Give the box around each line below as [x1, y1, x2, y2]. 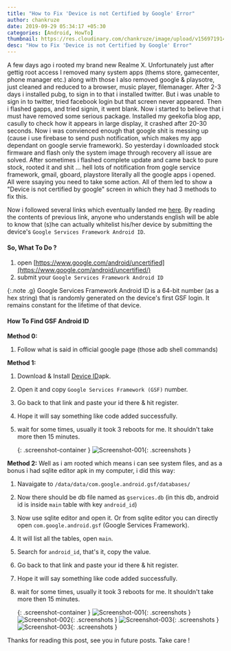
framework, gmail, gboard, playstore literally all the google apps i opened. [7, 170, 216, 179]
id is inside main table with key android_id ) [16, 500, 137, 509]
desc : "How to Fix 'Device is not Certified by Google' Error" [7, 42, 192, 49]
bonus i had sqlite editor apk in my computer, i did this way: [7, 467, 175, 475]
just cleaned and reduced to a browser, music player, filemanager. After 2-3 [7, 83, 221, 91]
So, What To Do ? [7, 243, 57, 252]
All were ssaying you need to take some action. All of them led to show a [7, 178, 213, 186]
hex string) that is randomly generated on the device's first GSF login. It [7, 294, 210, 302]
